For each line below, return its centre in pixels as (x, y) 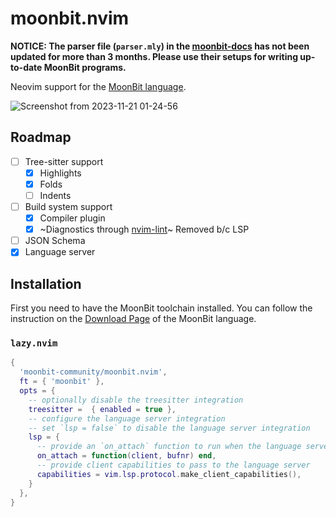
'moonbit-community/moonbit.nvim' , (93, 372)
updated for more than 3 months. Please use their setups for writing (154, 56)
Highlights (60, 173)
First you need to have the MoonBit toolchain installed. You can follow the (161, 308)
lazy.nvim (34, 343)
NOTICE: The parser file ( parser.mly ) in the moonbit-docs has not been (160, 46)
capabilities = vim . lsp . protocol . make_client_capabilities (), (169, 474)
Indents (55, 195)
